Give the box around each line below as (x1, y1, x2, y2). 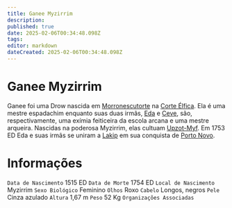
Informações (7, 155, 83, 171)
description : (7, 17, 45, 24)
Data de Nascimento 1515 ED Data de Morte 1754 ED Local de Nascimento (7, 178, 215, 187)
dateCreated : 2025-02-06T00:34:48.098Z (7, 49, 123, 56)
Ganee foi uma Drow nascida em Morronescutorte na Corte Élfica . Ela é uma (7, 101, 226, 110)
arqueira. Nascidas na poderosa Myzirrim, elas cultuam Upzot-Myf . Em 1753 (7, 123, 226, 132)
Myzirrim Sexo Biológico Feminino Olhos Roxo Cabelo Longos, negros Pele (7, 185, 220, 194)
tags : (7, 36, 23, 43)
